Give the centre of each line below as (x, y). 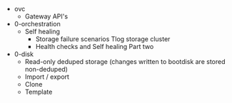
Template (39, 92)
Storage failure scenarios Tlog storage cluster (103, 39)
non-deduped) (46, 69)
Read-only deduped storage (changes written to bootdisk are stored (125, 61)
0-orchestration (37, 24)
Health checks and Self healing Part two (95, 47)
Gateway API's (46, 16)
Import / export (47, 77)
